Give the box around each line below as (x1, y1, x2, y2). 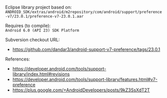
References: (5, 56, 30, 62)
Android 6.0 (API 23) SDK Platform (5, 28, 79, 33)
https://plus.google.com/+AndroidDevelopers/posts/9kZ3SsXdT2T (12, 87, 150, 93)
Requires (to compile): (5, 22, 51, 28)
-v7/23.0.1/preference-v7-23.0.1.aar (5, 14, 84, 19)
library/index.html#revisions (12, 71, 70, 77)
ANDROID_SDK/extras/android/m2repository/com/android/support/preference (5, 9, 162, 14)
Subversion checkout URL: (5, 37, 60, 42)
